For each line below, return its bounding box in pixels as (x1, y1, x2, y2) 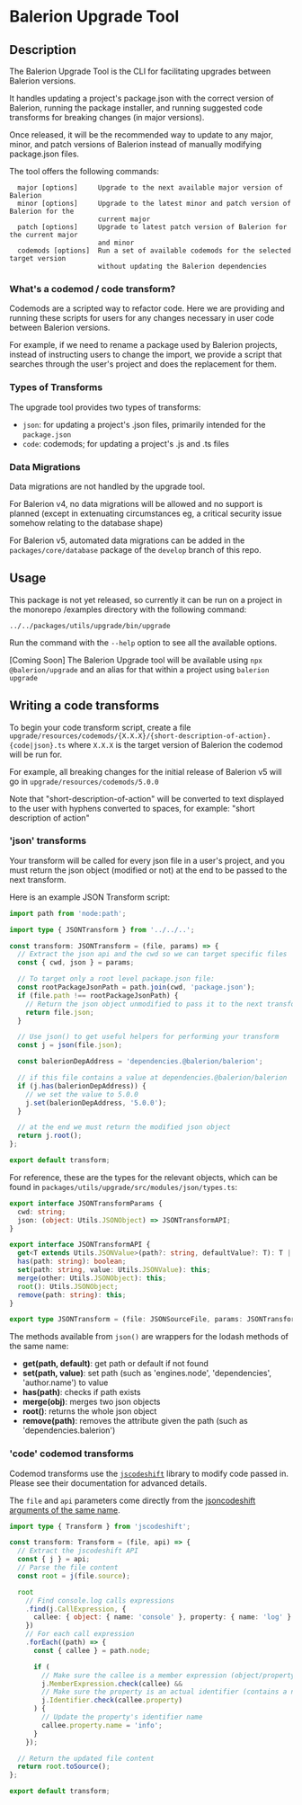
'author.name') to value (22, 1377, 109, 1388)
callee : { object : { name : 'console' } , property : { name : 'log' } (32, 1613, 292, 1622)
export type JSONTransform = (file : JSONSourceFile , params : (9, 1315, 244, 1324)
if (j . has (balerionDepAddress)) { (17, 1081, 147, 1090)
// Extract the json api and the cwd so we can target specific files (17, 950, 288, 959)
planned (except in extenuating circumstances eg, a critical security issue (9, 508, 282, 519)
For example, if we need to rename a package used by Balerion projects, (9, 340, 278, 351)
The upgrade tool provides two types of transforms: (9, 402, 201, 413)
